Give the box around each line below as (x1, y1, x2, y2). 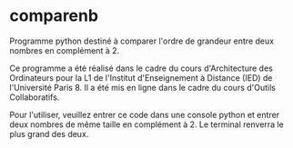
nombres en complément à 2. (9, 44, 120, 55)
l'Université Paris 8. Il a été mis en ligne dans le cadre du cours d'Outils (9, 82, 276, 93)
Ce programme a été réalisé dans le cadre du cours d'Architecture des (9, 63, 273, 74)
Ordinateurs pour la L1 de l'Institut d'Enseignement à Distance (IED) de (9, 72, 273, 83)
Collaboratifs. (9, 92, 60, 103)
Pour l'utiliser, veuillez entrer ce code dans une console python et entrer (9, 109, 280, 120)
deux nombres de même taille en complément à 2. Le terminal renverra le (9, 119, 284, 130)
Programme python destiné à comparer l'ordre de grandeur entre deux (9, 35, 275, 46)
